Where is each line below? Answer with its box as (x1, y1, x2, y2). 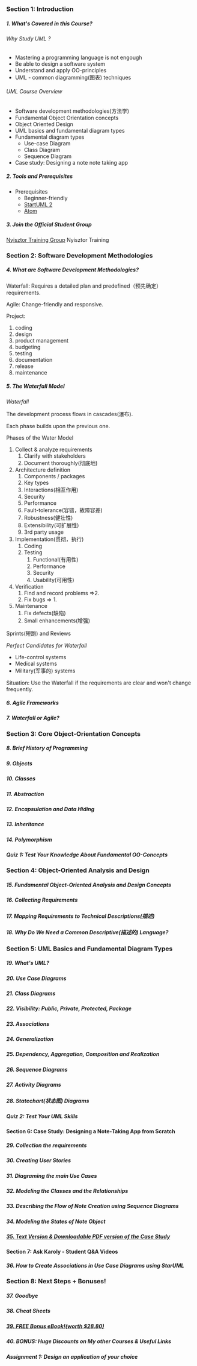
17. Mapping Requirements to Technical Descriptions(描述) (6, 912, 155, 920)
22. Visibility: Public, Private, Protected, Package (6, 1005, 132, 1012)
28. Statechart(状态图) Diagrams (6, 1097, 89, 1104)
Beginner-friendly (23, 194, 68, 201)
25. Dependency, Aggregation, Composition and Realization (6, 1051, 160, 1058)
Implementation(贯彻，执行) (14, 536, 84, 543)
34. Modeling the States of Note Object (6, 1218, 106, 1225)
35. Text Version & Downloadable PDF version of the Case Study (6, 1233, 171, 1241)
